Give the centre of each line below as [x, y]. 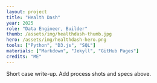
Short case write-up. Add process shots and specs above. [79, 73]
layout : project [27, 12]
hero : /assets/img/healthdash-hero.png [56, 40]
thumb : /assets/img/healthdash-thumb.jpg [59, 34]
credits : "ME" [24, 57]
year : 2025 [20, 23]
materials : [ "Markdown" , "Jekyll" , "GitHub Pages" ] [72, 51]
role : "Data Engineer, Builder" [47, 29]
